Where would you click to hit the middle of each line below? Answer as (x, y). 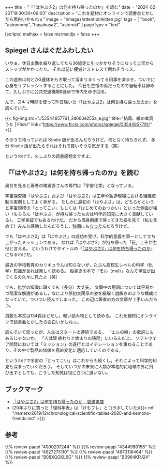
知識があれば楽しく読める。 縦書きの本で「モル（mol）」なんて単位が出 (84, 271)
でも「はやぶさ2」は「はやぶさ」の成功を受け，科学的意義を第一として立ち (80, 236)
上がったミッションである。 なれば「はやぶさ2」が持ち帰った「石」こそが (79, 242)
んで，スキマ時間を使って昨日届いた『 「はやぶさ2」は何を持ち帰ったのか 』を (81, 102)
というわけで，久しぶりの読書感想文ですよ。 (50, 156)
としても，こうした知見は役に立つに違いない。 (64, 373)
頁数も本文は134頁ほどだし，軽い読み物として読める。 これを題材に (73, 315)
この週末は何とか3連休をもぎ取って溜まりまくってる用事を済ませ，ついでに (80, 79)
